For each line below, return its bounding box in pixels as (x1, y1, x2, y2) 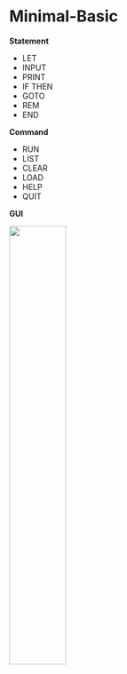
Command (9, 126, 49, 137)
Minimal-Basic (9, 6, 118, 27)
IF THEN (21, 81, 53, 91)
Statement (9, 36, 49, 46)
